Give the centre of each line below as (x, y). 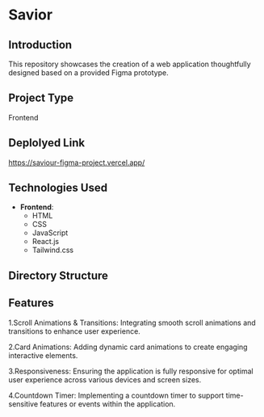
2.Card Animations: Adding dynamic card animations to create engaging (128, 347)
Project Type (41, 98)
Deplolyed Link (47, 143)
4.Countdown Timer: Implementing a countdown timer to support (116, 395)
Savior (31, 15)
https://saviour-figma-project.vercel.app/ (77, 162)
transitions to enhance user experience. (75, 331)
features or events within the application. (108, 404)
